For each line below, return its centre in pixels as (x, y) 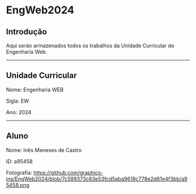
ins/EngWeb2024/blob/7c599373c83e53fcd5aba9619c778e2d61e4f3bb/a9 (97, 179)
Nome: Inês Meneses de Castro (44, 150)
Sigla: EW (17, 101)
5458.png (18, 185)
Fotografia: (19, 172)
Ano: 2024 (19, 112)
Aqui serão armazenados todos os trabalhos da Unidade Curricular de (90, 45)
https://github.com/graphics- (68, 172)
